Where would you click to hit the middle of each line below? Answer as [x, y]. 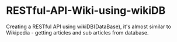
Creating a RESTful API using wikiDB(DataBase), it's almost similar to [88, 26]
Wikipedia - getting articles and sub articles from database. [77, 32]
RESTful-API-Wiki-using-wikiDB [86, 11]
